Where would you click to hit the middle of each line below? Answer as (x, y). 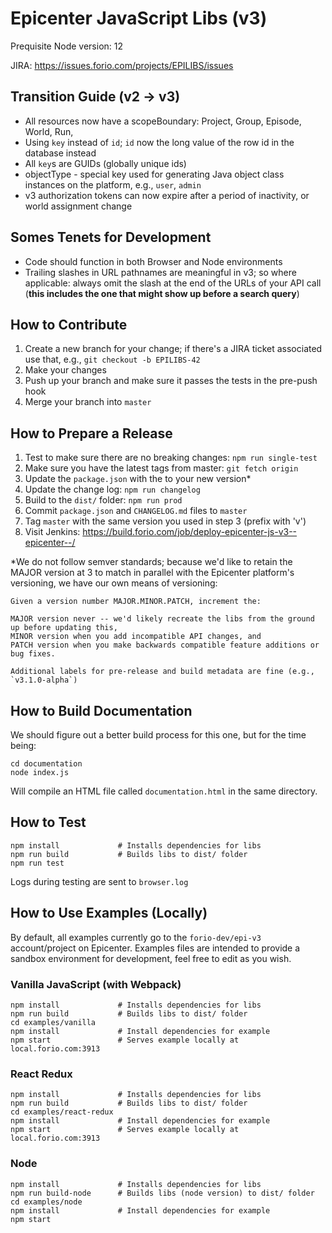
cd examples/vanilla (53, 1022)
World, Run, (49, 131)
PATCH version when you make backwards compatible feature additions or (165, 645)
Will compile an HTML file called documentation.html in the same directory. (164, 791)
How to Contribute (69, 324)
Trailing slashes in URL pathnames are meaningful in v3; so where (160, 272)
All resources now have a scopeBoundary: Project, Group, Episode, (163, 121)
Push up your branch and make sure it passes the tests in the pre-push (171, 381)
